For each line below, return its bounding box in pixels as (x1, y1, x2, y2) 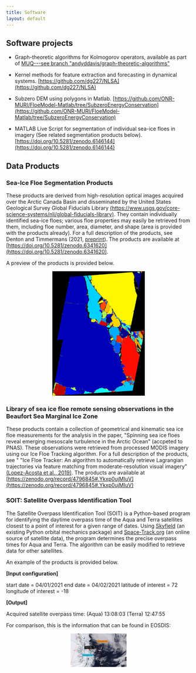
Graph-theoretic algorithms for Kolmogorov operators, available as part (14, 53, 187, 61)
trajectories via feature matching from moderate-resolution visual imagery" (6, 463, 188, 470)
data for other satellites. (6, 547, 63, 554)
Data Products (6, 161, 60, 171)
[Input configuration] (6, 570, 59, 577)
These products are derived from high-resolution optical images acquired (6, 192, 184, 199)
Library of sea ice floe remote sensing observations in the (6, 405, 174, 413)
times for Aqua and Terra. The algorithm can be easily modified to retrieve (6, 541, 185, 548)
